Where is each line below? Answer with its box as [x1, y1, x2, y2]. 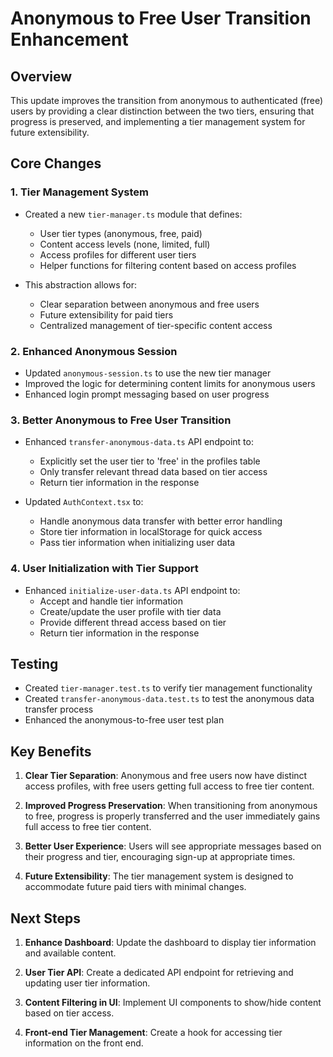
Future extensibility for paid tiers [39, 308, 174, 321]
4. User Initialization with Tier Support [10, 562, 199, 576]
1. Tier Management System [10, 185, 149, 199]
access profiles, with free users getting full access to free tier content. [24, 780, 315, 792]
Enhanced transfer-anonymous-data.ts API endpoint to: [24, 436, 254, 448]
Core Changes [10, 155, 102, 172]
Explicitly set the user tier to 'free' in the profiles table [39, 455, 261, 467]
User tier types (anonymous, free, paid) [39, 227, 203, 239]
